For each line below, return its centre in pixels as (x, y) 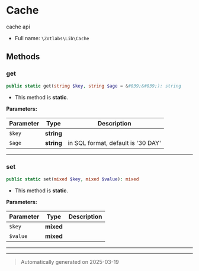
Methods (23, 57)
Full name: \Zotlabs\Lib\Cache (52, 38)
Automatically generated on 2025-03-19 (70, 262)
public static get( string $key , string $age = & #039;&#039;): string (94, 86)
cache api (18, 27)
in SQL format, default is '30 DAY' (115, 143)
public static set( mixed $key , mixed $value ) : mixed (73, 179)
